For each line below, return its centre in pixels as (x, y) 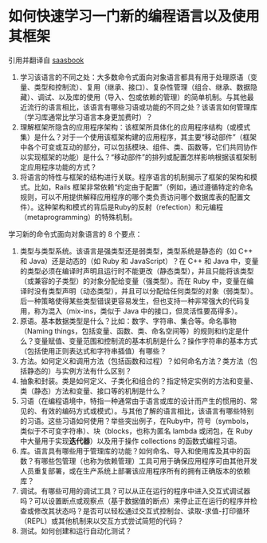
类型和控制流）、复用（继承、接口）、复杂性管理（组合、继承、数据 (142, 87)
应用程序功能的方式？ (62, 167)
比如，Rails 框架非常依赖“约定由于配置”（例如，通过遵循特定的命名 (143, 187)
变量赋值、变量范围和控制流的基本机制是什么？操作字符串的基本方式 (145, 341)
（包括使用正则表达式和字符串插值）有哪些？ (93, 351)
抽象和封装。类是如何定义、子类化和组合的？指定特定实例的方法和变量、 (138, 381)
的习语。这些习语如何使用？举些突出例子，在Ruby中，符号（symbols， (136, 421)
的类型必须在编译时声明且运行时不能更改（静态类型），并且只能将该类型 (137, 271)
